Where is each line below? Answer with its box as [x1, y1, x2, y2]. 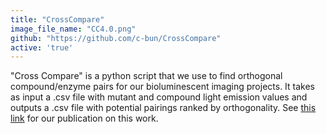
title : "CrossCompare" [10, 14, 105, 25]
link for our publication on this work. [10, 112, 159, 125]
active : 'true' [10, 42, 74, 53]
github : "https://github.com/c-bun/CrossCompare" [10, 33, 222, 43]
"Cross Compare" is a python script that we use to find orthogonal [10, 70, 283, 82]
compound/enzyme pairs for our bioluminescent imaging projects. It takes [10, 81, 316, 93]
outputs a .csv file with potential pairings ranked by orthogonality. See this [10, 102, 317, 114]
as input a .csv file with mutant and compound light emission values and [10, 91, 308, 103]
